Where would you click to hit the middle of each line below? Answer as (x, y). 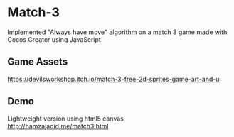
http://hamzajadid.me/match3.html (58, 126)
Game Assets (38, 62)
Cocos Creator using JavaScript (54, 39)
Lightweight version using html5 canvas (66, 119)
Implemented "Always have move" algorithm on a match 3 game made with (117, 32)
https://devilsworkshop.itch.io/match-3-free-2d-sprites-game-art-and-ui (115, 79)
